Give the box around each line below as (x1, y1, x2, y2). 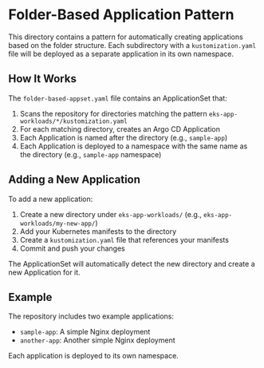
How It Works (8, 72, 77, 85)
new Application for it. (8, 267, 81, 277)
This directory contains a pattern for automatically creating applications (8, 32, 243, 42)
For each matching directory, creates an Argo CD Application (19, 124, 221, 133)
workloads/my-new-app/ (19, 220, 96, 228)
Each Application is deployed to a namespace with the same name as (19, 141, 248, 151)
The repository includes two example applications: (8, 311, 174, 321)
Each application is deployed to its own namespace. (8, 351, 179, 361)
